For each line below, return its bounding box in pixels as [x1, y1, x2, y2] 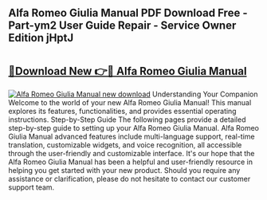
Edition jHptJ [8, 31, 74, 45]
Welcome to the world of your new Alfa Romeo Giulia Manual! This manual [8, 98, 252, 107]
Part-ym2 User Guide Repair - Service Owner [8, 19, 237, 33]
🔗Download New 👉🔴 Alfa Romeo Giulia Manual [8, 64, 247, 78]
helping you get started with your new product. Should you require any [8, 166, 241, 175]
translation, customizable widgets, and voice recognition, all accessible [8, 140, 242, 150]
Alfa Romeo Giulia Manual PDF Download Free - [8, 6, 248, 20]
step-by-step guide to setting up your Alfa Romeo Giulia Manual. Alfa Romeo [8, 124, 260, 132]
